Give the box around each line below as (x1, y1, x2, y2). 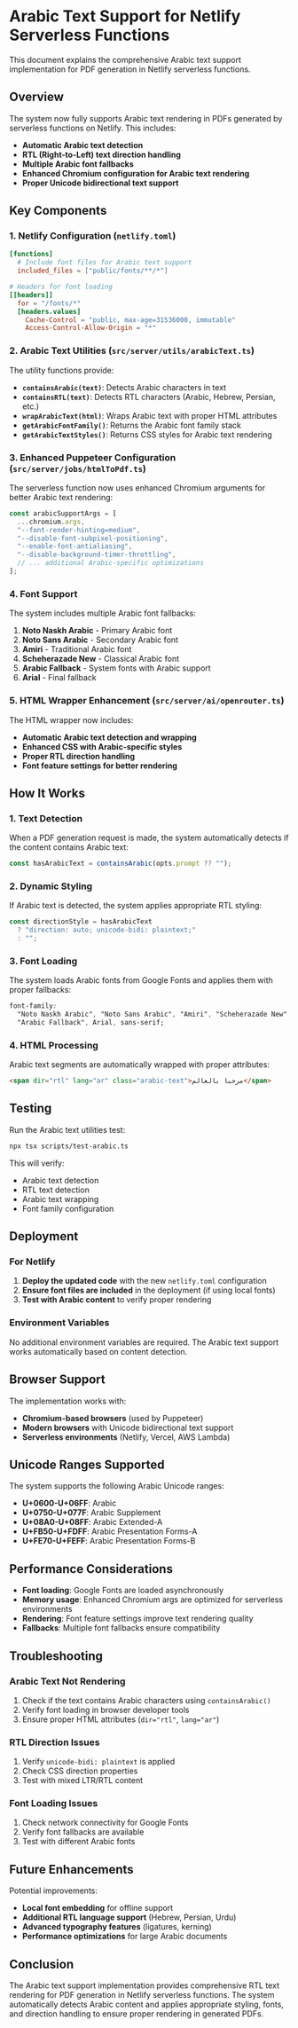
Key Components (9, 203, 107, 218)
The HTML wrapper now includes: (9, 714, 134, 725)
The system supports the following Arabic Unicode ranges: (9, 1481, 224, 1491)
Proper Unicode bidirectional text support (21, 177, 179, 188)
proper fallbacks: (9, 985, 72, 995)
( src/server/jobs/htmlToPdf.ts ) (9, 462, 146, 475)
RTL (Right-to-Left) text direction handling (21, 149, 182, 160)
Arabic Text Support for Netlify (9, 6, 241, 27)
